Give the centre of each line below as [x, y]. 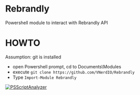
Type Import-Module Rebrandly [44, 77]
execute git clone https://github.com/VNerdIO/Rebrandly [74, 72]
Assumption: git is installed [33, 57]
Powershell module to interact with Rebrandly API [57, 23]
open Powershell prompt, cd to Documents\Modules [67, 66]
